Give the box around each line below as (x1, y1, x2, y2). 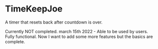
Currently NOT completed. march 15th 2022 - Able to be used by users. (5, 28, 148, 34)
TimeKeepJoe (5, 3, 63, 14)
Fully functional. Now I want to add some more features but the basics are (5, 34, 153, 39)
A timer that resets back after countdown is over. (5, 19, 103, 25)
